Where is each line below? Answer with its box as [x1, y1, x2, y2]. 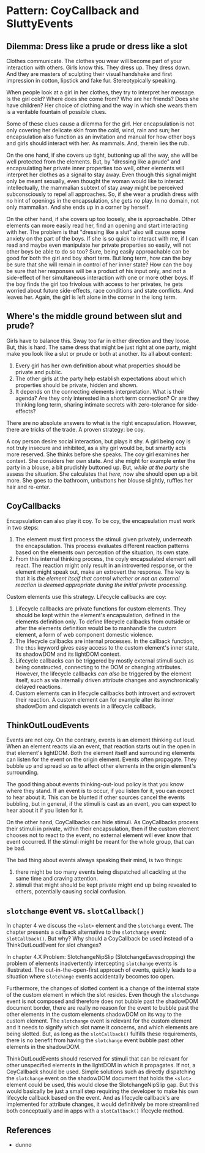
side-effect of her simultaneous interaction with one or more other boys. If [6, 274, 194, 281]
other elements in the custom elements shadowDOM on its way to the [6, 1011, 182, 1018]
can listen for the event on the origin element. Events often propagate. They [6, 756, 197, 763]
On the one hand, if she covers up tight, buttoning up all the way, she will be [6, 151, 198, 159]
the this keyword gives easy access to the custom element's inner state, [15, 644, 199, 651]
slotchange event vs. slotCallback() [6, 906, 145, 916]
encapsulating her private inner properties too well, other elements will [6, 165, 185, 171]
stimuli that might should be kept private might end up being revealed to [15, 881, 197, 888]
